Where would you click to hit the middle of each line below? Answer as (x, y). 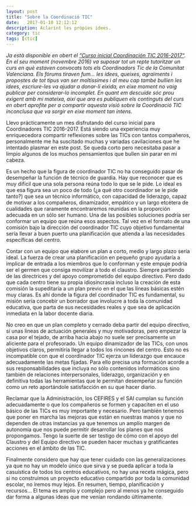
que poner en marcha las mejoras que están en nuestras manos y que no (94, 417)
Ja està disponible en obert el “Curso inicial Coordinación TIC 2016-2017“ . (96, 55)
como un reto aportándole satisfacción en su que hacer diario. (81, 387)
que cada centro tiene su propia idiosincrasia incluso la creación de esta (93, 282)
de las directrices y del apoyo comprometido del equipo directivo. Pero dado (98, 276)
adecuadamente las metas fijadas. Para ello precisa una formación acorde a (97, 362)
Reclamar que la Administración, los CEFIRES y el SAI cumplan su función (95, 398)
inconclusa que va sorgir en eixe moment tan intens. (69, 111)
